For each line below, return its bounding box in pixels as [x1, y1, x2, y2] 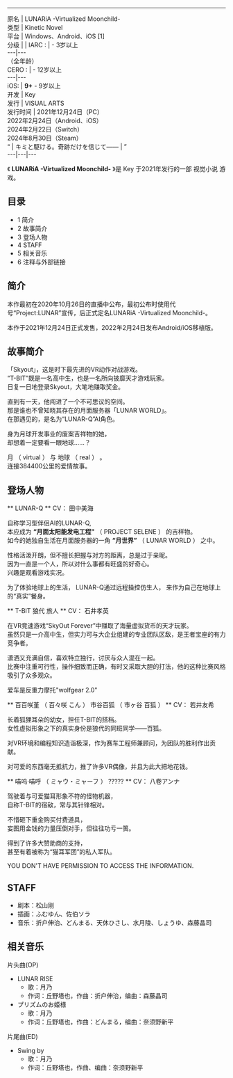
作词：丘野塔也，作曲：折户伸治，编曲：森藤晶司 [27, 991, 168, 999]
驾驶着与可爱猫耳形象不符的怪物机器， [7, 792, 116, 800]
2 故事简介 [17, 224, 48, 232]
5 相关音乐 [17, 248, 48, 257]
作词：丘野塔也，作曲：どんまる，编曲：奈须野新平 [27, 1017, 174, 1026]
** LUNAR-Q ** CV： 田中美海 [7, 504, 94, 512]
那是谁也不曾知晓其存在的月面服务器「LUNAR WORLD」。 [7, 406, 171, 415]
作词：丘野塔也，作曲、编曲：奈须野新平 [27, 1063, 144, 1072]
